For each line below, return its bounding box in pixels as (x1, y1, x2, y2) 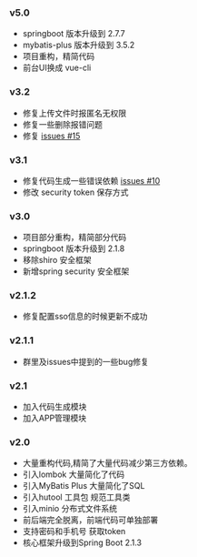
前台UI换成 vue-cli (22, 62, 92, 74)
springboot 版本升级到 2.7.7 (22, 28, 125, 39)
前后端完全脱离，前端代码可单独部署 (22, 514, 159, 525)
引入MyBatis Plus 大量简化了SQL (22, 481, 145, 491)
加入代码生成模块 (22, 401, 87, 412)
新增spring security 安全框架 (22, 266, 130, 277)
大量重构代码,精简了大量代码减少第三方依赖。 (22, 458, 192, 469)
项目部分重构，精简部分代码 (22, 232, 127, 243)
